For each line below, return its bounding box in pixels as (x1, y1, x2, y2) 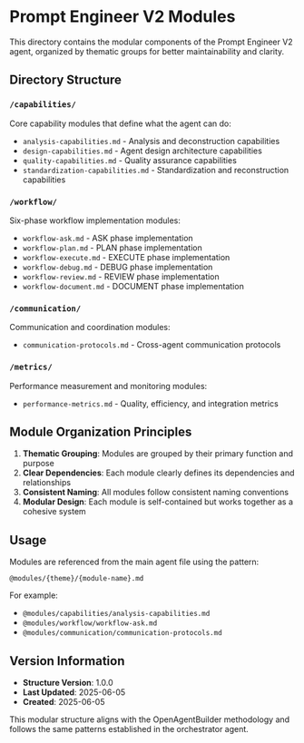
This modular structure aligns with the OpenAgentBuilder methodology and (9, 714, 290, 725)
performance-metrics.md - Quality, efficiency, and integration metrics (22, 397, 279, 409)
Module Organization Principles (9, 424, 192, 439)
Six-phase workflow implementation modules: (9, 215, 181, 226)
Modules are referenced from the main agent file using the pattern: (9, 556, 260, 568)
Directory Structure (9, 73, 123, 88)
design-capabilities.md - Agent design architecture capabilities (22, 145, 263, 156)
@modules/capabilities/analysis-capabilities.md (22, 610, 211, 619)
